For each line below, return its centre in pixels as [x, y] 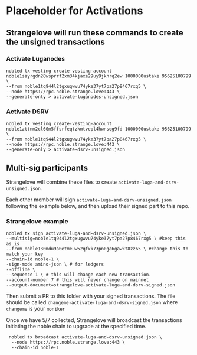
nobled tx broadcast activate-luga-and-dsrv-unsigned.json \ [85, 337]
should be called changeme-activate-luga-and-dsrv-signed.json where [92, 302]
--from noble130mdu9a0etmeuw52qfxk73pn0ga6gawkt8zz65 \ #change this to [97, 249]
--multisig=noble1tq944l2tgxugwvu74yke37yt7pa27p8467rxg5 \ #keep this [96, 239]
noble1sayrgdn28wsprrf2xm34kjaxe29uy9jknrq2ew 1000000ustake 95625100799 [99, 76]
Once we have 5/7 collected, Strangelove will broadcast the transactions [94, 320]
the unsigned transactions [55, 42]
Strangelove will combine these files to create [62, 182]
